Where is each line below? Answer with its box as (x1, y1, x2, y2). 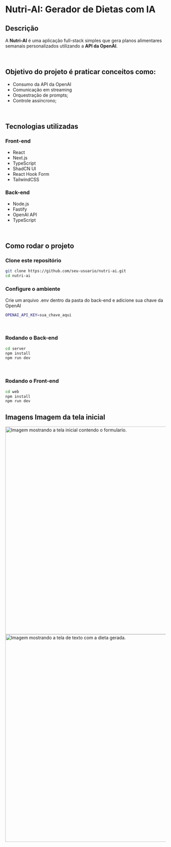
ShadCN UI (12, 165, 37, 172)
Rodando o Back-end (5, 334, 59, 341)
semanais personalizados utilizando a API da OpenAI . (5, 43, 118, 49)
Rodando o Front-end (5, 377, 60, 384)
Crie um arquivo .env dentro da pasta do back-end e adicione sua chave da (5, 297, 163, 303)
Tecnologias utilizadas (5, 122, 78, 131)
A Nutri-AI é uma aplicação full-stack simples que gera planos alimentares (5, 37, 162, 43)
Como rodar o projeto (5, 242, 74, 250)
